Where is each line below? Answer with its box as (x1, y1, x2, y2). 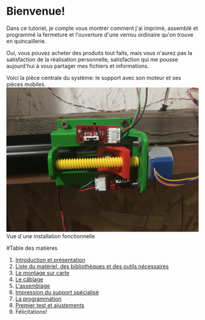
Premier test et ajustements (15, 301, 85, 309)
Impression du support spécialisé (15, 288, 99, 296)
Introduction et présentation (15, 256, 85, 263)
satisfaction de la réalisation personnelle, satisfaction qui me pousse (6, 56, 178, 63)
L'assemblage (15, 282, 51, 289)
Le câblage (15, 275, 44, 283)
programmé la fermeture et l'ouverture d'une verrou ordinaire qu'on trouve (6, 31, 194, 38)
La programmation (15, 295, 62, 302)
